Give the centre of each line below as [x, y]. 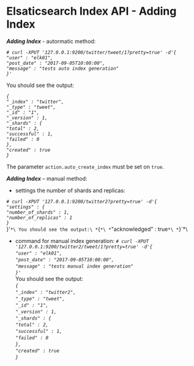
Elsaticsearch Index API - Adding [91, 11]
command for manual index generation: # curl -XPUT [82, 241]
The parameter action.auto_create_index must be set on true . [85, 166]
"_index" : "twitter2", [46, 292]
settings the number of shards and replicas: [70, 190]
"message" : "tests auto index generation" [63, 69]
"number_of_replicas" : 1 [39, 218]
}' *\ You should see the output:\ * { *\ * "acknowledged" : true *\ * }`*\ [97, 229]
